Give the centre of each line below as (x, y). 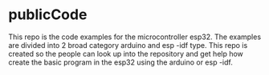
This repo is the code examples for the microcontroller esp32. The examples (135, 37)
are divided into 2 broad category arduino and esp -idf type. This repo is (128, 45)
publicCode (48, 15)
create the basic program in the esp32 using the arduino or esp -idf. (120, 62)
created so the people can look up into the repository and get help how (126, 53)
